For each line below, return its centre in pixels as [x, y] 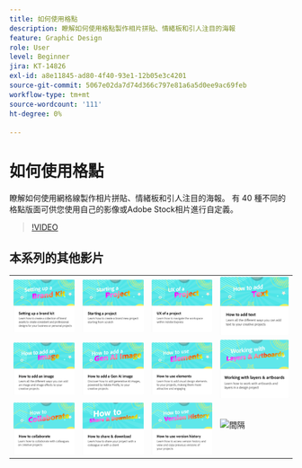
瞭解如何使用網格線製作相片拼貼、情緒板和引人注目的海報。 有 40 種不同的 [147, 199]
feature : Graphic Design [56, 38]
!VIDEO [44, 227]
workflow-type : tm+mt [50, 94]
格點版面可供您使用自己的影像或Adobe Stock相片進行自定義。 [124, 209]
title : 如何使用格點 [44, 19]
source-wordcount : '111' [56, 104]
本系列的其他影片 [57, 257]
